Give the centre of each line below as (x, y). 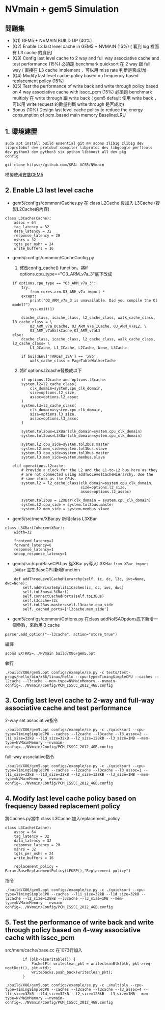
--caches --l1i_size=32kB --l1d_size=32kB (95, 894)
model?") (21, 305)
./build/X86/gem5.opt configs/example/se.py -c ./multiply (67, 985)
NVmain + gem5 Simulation (62, 9)
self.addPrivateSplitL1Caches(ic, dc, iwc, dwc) (73, 587)
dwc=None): (16, 583)
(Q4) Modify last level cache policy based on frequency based (75, 76)
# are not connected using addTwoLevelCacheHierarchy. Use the (87, 474)
